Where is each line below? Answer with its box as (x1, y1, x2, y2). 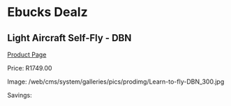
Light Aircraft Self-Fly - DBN (7, 32, 132, 44)
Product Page (7, 50, 47, 59)
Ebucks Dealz (7, 4, 89, 20)
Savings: (7, 91, 33, 99)
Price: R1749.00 (7, 64, 52, 72)
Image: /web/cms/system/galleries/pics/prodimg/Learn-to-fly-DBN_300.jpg (7, 77, 225, 86)
